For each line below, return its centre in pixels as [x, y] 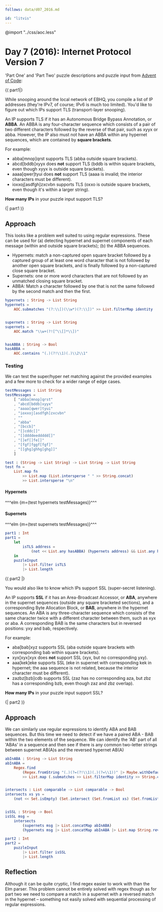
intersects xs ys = [25, 794]
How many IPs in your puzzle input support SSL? [54, 693]
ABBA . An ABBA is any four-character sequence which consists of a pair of [80, 124]
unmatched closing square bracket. [48, 281]
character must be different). [41, 673]
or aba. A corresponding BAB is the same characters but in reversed [73, 623]
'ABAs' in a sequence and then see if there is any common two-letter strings [81, 745]
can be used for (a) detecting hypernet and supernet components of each [79, 241]
